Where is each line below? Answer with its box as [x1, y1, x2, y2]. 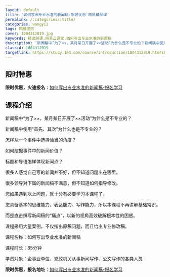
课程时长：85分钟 [5, 245, 42, 251]
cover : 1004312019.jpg [5, 31, 53, 36]
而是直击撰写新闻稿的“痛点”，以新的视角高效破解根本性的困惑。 [5, 212, 138, 219]
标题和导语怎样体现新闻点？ [5, 159, 63, 165]
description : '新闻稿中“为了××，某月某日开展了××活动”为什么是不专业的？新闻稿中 [5, 41, 160, 46]
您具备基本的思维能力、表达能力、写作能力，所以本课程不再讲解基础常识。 [5, 202, 160, 208]
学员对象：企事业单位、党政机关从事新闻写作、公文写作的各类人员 [5, 256, 143, 262]
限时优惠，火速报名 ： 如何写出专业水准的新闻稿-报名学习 [5, 84, 123, 90]
